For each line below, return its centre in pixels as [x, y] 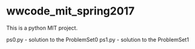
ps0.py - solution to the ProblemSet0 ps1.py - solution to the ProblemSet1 [98, 39]
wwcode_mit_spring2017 [71, 11]
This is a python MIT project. [42, 28]
